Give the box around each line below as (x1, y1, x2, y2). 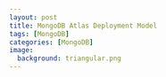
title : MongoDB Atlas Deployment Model (9, 21, 158, 30)
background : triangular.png (17, 54, 122, 63)
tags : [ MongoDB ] (9, 29, 70, 38)
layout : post (9, 12, 58, 22)
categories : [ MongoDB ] (9, 37, 94, 47)
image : (9, 46, 34, 55)
